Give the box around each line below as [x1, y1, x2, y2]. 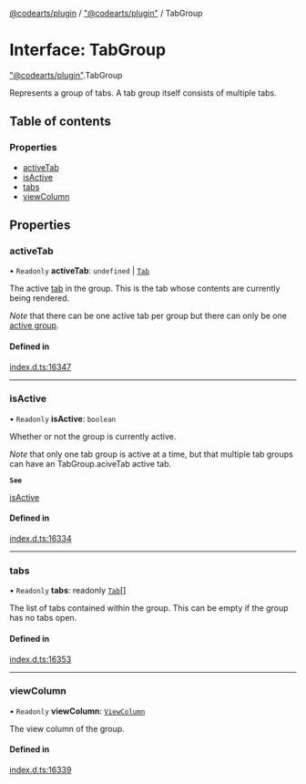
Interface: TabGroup [9, 40, 167, 60]
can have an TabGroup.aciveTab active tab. [9, 458, 172, 469]
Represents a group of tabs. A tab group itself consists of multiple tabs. [9, 87, 278, 98]
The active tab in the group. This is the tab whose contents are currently [9, 283, 280, 294]
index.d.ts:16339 [9, 765, 72, 776]
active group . [9, 320, 59, 331]
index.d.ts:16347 [9, 361, 72, 372]
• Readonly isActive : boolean [9, 413, 117, 424]
